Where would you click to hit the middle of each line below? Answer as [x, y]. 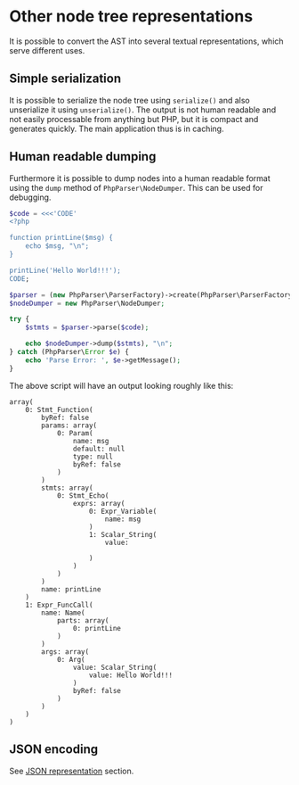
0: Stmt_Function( [59, 409]
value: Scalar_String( [115, 667]
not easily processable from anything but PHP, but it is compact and [134, 119]
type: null [93, 457]
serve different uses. [47, 50]
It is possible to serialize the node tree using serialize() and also [130, 100]
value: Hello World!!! [131, 675]
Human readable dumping [83, 157]
